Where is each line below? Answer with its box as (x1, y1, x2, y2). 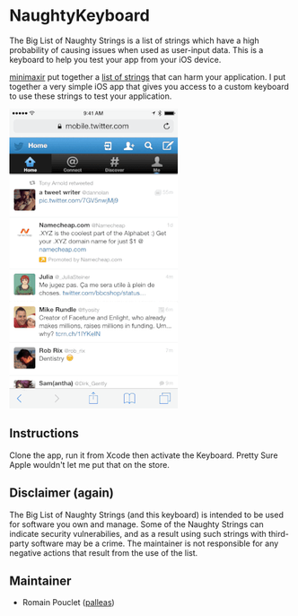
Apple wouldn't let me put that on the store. (9, 459, 171, 470)
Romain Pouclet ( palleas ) (22, 597, 115, 608)
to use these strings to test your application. (9, 91, 172, 101)
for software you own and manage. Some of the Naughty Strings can (9, 518, 264, 530)
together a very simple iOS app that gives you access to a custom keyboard (9, 81, 290, 92)
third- (267, 528, 290, 539)
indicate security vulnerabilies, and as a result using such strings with (9, 528, 267, 539)
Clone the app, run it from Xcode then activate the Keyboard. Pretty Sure (9, 450, 278, 461)
